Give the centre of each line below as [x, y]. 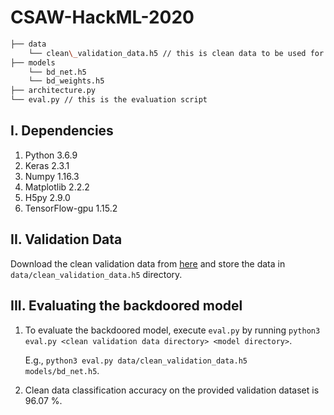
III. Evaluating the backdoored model [126, 306]
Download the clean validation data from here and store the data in [148, 263]
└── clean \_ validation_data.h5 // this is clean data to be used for [176, 53]
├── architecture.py [53, 91]
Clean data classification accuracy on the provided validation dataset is [172, 390]
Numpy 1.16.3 [52, 176]
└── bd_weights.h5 [66, 81]
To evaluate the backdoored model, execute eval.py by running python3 [172, 330]
